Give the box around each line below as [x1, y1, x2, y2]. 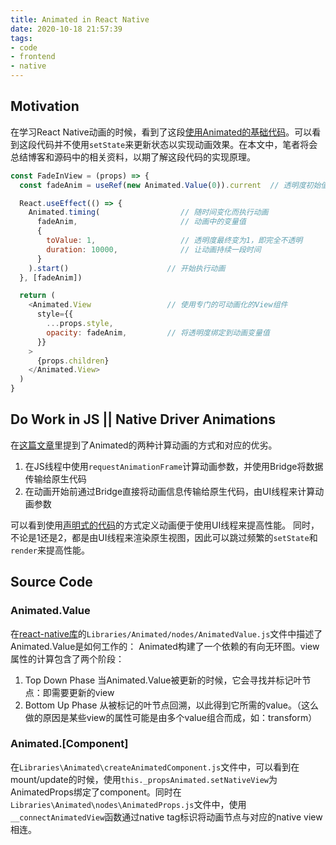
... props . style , [46, 319, 114, 329]
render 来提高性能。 [10, 544, 90, 556]
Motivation [10, 98, 80, 115]
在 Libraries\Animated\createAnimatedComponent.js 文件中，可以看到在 [10, 761, 300, 773]
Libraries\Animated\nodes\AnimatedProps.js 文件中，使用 [10, 798, 247, 810]
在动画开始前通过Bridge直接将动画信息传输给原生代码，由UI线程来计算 [24, 485, 316, 497]
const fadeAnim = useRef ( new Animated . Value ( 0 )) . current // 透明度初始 [19, 180, 322, 190]
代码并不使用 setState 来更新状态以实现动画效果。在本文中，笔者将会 [36, 138, 318, 150]
